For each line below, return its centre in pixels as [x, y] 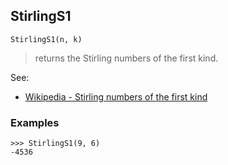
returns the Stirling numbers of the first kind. [126, 58]
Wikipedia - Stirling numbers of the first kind [116, 96]
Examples [35, 122]
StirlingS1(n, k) [46, 39]
